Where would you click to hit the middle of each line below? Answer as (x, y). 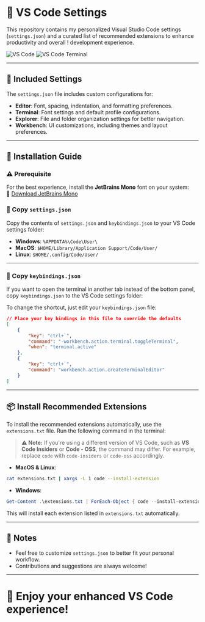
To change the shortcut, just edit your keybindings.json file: (81, 307)
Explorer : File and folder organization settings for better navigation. (100, 119)
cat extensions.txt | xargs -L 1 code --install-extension (83, 479)
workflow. (27, 559)
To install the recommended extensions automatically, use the (84, 425)
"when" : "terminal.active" (63, 347)
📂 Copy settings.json (39, 210)
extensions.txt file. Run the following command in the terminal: (86, 431)
